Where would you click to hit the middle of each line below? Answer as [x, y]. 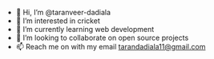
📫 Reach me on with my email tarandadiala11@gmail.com [111, 47]
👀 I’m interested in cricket [58, 21]
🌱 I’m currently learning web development [85, 29]
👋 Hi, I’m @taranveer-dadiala [63, 12]
